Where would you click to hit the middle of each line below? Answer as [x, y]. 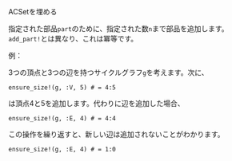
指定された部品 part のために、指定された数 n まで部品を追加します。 [119, 29]
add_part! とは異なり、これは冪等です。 [73, 39]
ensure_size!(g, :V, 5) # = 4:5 [62, 88]
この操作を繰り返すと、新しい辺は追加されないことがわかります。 [117, 134]
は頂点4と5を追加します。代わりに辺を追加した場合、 [96, 103]
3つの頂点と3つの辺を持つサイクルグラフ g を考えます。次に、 [108, 73]
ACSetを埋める [33, 12]
